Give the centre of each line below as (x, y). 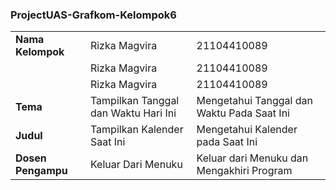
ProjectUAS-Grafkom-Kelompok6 (93, 15)
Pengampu (41, 171)
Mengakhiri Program (244, 171)
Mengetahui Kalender (247, 130)
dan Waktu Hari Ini (133, 113)
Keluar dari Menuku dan (252, 158)
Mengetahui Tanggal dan (254, 101)
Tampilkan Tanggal (134, 101)
